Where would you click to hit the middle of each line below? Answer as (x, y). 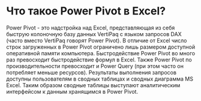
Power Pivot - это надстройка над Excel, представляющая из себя (91, 28)
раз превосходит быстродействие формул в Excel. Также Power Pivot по (99, 60)
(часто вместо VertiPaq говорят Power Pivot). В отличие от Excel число (97, 40)
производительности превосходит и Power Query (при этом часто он (95, 66)
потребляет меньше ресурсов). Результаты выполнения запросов (91, 72)
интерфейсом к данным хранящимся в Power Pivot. (72, 91)
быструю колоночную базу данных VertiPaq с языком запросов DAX (94, 34)
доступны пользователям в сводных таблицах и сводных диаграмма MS (100, 79)
